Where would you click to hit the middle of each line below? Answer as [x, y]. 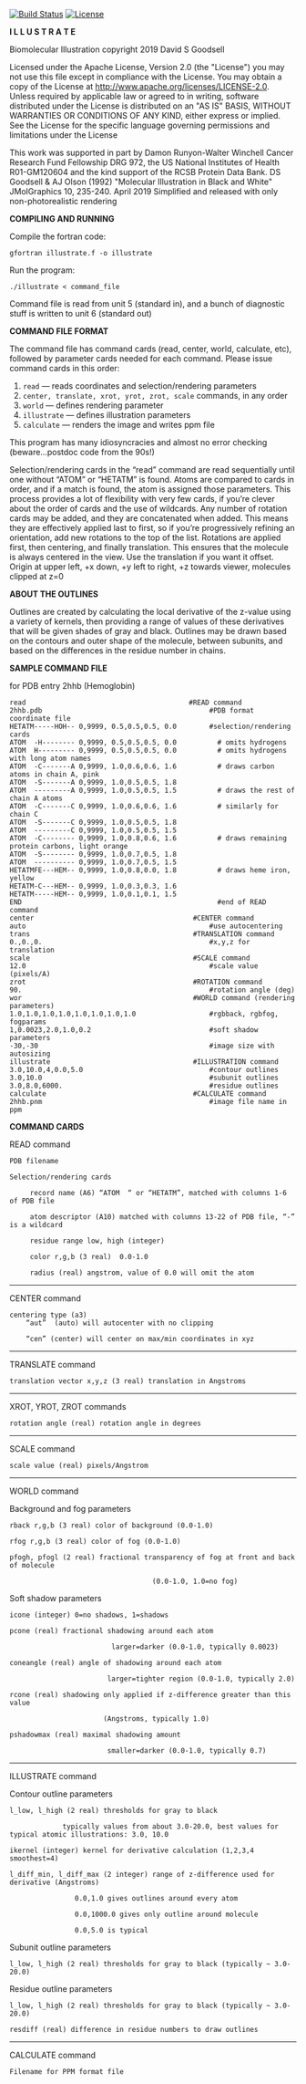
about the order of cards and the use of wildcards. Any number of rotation [148, 508]
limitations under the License [64, 135]
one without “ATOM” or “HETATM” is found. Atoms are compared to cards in [152, 479]
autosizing [30, 1054]
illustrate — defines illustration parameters [107, 415]
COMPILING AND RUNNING [62, 219]
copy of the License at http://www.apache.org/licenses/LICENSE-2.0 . [140, 86]
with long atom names [51, 758]
